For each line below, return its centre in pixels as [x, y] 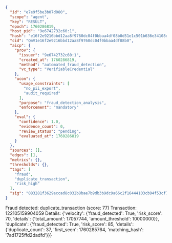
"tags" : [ [20, 169]
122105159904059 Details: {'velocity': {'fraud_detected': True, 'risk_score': [84, 213]
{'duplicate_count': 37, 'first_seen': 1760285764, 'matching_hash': [74, 229]
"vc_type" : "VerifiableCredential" [57, 69]
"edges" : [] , [24, 155]
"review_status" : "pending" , [50, 131]
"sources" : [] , [26, 150]
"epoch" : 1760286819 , [33, 26]
